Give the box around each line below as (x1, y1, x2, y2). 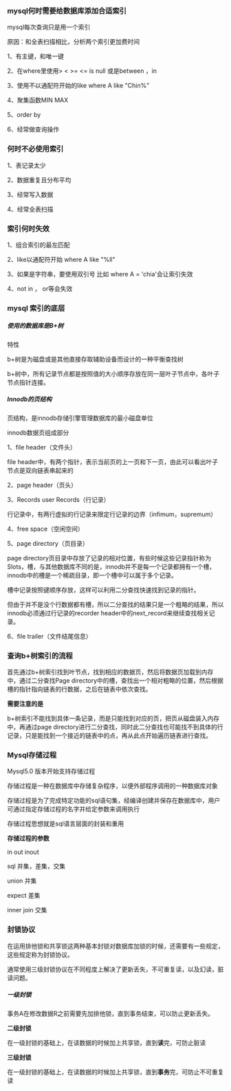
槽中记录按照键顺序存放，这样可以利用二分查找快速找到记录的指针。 (7, 586, 200, 594)
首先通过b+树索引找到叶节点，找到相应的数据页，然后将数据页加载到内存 (7, 668, 214, 676)
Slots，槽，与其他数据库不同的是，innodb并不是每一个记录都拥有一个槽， (7, 562, 216, 571)
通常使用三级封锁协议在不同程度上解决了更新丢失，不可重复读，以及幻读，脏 (7, 965, 224, 973)
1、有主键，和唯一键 (7, 52, 64, 60)
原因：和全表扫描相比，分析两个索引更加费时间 (7, 38, 140, 46)
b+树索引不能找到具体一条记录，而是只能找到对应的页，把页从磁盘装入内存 (7, 714, 220, 723)
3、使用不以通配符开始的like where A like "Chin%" (7, 81, 150, 90)
